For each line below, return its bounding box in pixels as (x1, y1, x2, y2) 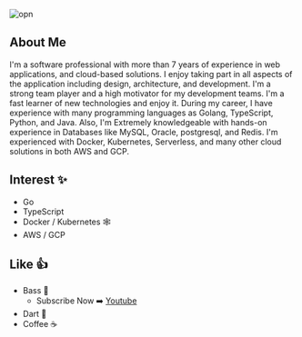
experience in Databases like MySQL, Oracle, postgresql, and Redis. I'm (9, 126, 278, 137)
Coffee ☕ (22, 319, 58, 330)
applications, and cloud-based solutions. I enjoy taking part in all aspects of (9, 68, 293, 79)
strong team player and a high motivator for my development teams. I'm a (9, 87, 285, 99)
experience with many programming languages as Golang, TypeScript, (9, 107, 274, 118)
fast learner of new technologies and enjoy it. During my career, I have (9, 97, 273, 108)
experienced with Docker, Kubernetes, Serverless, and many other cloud (9, 136, 282, 147)
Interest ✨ (9, 173, 68, 188)
